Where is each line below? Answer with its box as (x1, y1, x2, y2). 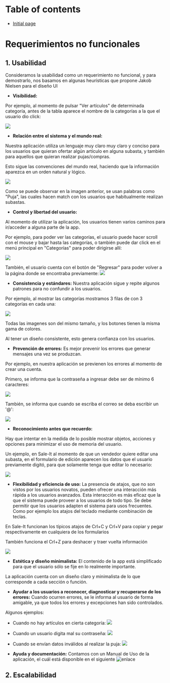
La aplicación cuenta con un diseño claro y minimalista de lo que (5, 573, 141, 579)
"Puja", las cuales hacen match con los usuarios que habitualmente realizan (5, 194, 163, 200)
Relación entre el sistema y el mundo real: (12, 132, 103, 139)
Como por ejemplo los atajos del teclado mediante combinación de (12, 508, 153, 514)
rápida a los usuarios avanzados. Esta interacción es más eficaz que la (12, 491, 161, 498)
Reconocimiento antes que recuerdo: (12, 425, 93, 431)
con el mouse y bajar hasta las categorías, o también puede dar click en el (5, 239, 161, 245)
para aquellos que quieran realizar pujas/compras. (5, 153, 111, 159)
